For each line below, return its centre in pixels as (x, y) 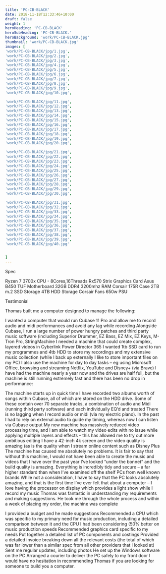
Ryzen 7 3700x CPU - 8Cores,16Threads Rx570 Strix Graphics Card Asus (80, 281)
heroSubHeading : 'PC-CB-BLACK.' (38, 33)
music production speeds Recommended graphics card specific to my (77, 529)
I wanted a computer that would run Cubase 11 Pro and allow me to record (81, 320)
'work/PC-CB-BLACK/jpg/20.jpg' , (38, 143)
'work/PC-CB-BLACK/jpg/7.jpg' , (37, 79)
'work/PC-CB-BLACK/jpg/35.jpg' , (38, 221)
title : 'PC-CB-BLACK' (28, 10)
